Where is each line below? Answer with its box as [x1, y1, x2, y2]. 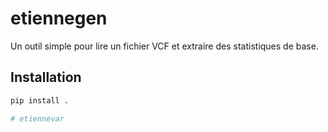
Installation [10, 69, 82, 86]
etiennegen [10, 7, 108, 30]
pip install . [10, 95, 70, 106]
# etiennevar [10, 113, 65, 124]
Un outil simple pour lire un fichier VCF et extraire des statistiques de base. [10, 40, 319, 52]
